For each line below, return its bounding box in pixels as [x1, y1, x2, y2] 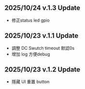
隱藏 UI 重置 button [11, 79, 50, 85]
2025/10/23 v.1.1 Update [4, 31, 79, 40]
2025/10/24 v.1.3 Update [4, 4, 81, 12]
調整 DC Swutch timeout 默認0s [11, 45, 75, 51]
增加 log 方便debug [11, 51, 50, 57]
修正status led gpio [11, 17, 50, 23]
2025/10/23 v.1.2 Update [4, 65, 81, 74]
